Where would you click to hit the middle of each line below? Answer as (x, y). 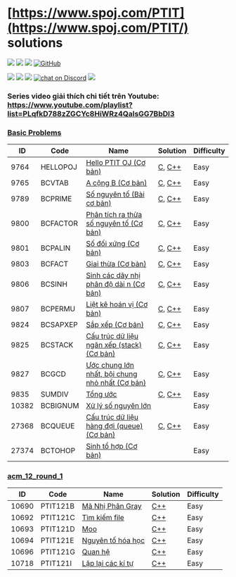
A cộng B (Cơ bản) (117, 183)
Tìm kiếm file (103, 518)
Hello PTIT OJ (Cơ (116, 163)
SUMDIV (54, 395)
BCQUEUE (58, 426)
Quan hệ (96, 552)
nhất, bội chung (112, 374)
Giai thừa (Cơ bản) (116, 264)
